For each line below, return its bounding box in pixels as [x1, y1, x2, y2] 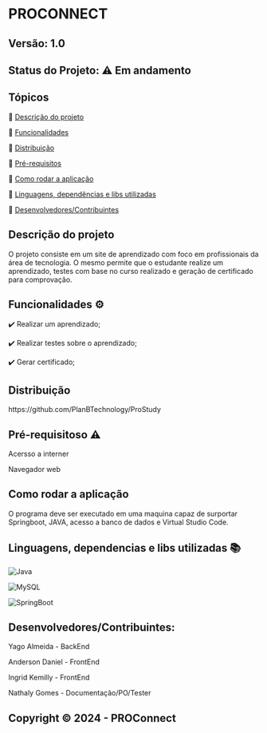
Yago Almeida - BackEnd [8, 642, 90, 652]
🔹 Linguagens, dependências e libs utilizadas [8, 189, 157, 199]
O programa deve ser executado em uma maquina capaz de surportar [8, 509, 238, 518]
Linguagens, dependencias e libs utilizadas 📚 [8, 541, 241, 555]
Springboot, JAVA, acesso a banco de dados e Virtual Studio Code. [8, 517, 229, 527]
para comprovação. [8, 275, 73, 284]
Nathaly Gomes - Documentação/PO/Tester [8, 688, 151, 698]
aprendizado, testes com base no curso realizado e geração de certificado [8, 266, 253, 275]
